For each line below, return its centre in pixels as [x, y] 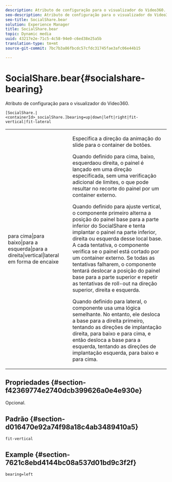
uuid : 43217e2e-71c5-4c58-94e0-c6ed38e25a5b [53, 39]
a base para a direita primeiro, [108, 320]
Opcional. [15, 403]
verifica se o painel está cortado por [116, 251]
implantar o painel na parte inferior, [115, 232]
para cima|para [26, 236]
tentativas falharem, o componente [114, 264]
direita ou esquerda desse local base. [117, 238]
